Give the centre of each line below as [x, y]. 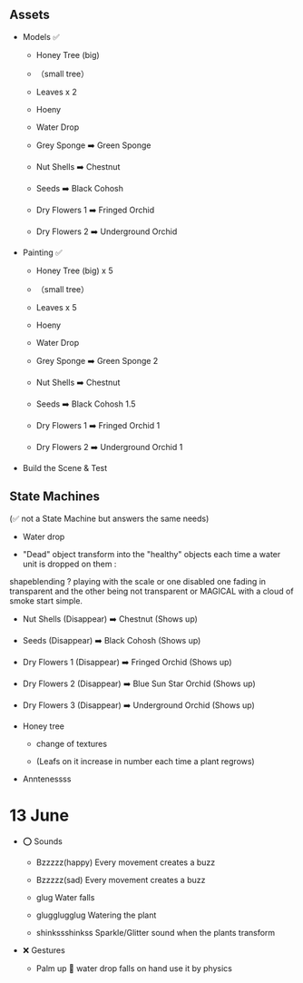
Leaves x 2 [56, 92]
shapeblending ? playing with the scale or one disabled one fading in [137, 581]
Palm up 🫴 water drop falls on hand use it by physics [134, 968]
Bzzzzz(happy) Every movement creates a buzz [126, 862]
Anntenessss [47, 779]
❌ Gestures [44, 950]
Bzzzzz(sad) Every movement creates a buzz [121, 880]
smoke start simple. [46, 600]
